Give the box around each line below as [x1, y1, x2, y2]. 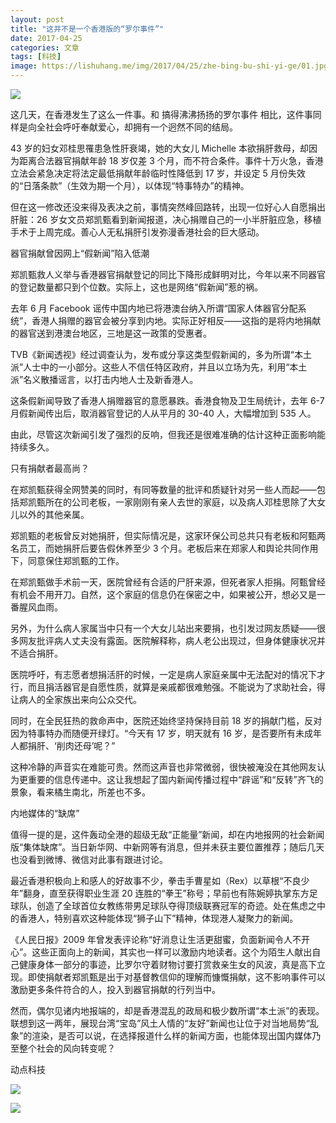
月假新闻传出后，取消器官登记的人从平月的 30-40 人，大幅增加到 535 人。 [10, 407, 317, 419]
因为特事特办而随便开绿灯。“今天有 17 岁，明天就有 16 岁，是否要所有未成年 [10, 727, 322, 739]
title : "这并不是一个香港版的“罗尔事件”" [10, 24, 165, 34]
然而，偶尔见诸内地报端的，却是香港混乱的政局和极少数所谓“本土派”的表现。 [10, 1005, 325, 1016]
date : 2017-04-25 [10, 33, 83, 43]
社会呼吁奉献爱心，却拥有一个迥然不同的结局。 [44, 121, 238, 133]
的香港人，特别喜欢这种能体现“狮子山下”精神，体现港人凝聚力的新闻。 [10, 912, 299, 924]
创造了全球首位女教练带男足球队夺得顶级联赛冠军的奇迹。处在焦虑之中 [36, 900, 326, 911]
